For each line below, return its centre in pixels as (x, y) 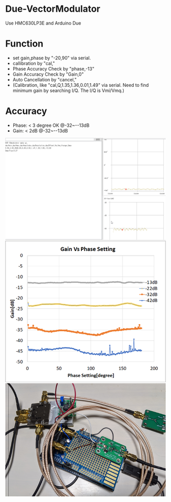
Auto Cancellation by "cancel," (45, 79)
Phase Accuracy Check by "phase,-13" (53, 69)
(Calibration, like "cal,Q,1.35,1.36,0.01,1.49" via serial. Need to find (81, 85)
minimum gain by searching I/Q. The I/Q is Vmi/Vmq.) (68, 90)
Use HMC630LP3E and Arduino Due (43, 23)
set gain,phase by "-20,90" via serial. (52, 58)
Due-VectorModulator (53, 9)
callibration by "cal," (34, 63)
